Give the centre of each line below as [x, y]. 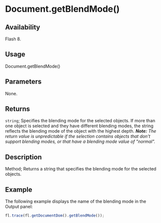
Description [23, 157]
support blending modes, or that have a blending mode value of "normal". [80, 141]
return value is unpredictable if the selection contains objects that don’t [78, 137]
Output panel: [19, 207]
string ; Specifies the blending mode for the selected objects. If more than [80, 121]
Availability [23, 27]
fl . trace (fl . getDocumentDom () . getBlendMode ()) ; [55, 216]
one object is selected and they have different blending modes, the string [79, 126]
